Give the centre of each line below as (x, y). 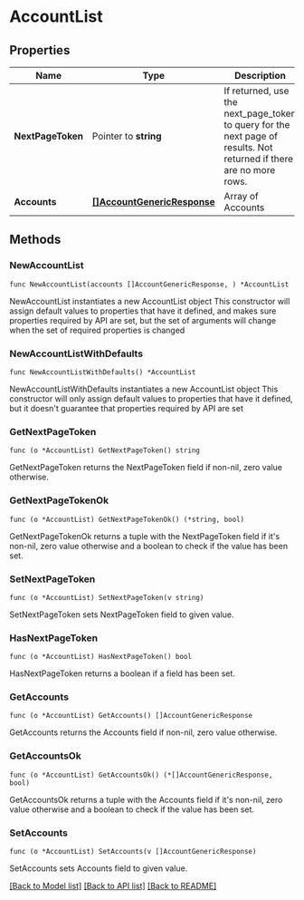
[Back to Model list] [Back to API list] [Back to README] (113, 886)
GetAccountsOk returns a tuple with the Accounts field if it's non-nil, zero (146, 799)
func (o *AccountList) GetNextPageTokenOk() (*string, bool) (127, 519)
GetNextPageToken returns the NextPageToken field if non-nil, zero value (146, 468)
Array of (242, 196)
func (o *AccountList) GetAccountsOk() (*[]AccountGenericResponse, (141, 775)
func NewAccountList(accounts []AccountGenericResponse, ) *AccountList (149, 284)
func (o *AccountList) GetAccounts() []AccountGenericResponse (131, 716)
